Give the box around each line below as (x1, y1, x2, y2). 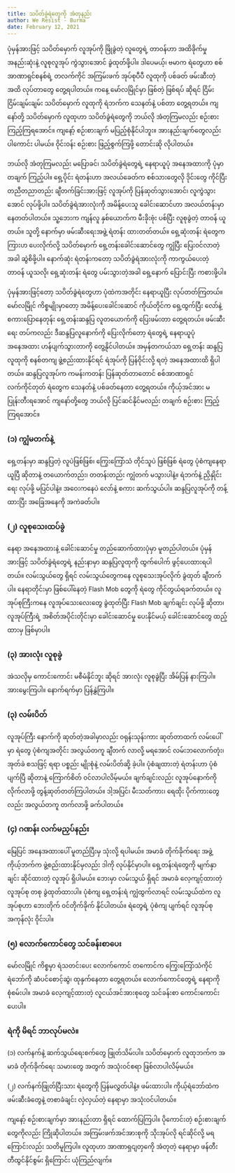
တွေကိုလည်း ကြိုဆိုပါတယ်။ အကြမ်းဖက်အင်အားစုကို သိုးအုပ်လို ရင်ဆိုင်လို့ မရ (7, 1129, 215, 1137)
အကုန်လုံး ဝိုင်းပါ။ (7, 914, 55, 923)
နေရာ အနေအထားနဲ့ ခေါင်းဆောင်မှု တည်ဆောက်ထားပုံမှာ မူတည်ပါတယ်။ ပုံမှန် (7, 544, 212, 552)
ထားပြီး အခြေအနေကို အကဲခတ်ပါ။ (7, 497, 100, 506)
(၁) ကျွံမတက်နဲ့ (7, 434, 55, 444)
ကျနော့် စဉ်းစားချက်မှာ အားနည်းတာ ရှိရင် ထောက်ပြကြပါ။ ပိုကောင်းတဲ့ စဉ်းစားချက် (7, 1116, 227, 1124)
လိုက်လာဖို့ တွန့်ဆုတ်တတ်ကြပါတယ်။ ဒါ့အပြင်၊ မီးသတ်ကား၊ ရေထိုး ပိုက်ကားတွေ (7, 787, 220, 795)
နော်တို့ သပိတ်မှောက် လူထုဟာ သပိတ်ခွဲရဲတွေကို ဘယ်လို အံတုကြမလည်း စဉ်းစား (7, 113, 220, 121)
